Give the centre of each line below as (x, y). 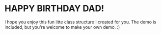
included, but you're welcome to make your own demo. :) (62, 27)
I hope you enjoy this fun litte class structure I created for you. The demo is (80, 22)
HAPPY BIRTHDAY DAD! (54, 9)
